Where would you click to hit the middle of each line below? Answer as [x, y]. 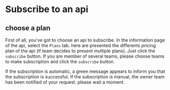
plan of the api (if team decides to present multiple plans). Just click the [80, 51]
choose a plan [28, 28]
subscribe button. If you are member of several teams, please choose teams [85, 56]
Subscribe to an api [47, 9]
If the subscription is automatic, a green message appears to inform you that [85, 71]
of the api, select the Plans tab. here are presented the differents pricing [81, 46]
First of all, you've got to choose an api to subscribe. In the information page [85, 40]
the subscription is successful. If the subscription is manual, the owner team [85, 77]
